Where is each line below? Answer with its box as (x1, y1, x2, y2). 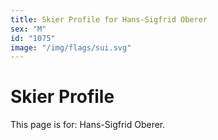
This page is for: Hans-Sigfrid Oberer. (10, 119, 166, 131)
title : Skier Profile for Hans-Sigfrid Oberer (10, 14, 208, 25)
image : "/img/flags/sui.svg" (10, 42, 132, 53)
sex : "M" (10, 24, 47, 34)
